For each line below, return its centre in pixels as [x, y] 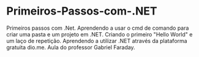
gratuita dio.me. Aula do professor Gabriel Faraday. [71, 47]
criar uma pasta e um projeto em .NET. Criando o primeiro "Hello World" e [99, 34]
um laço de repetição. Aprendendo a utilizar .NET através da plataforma [97, 41]
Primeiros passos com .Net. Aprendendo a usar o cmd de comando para [98, 28]
